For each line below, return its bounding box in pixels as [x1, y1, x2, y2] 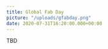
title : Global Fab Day [6, 9, 64, 15]
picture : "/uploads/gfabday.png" [6, 15, 92, 21]
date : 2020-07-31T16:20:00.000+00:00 [6, 20, 103, 26]
